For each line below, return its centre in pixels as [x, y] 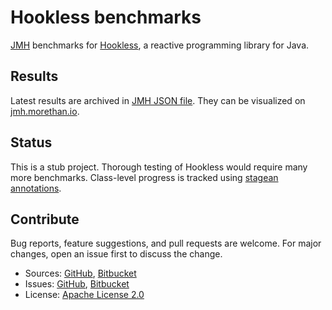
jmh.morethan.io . [45, 111]
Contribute [45, 219]
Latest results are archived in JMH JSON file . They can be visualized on [158, 100]
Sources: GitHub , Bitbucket [80, 273]
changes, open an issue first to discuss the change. [116, 254]
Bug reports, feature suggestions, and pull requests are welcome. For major [166, 243]
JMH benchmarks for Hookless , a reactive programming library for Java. [160, 45]
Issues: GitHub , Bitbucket [77, 284]
